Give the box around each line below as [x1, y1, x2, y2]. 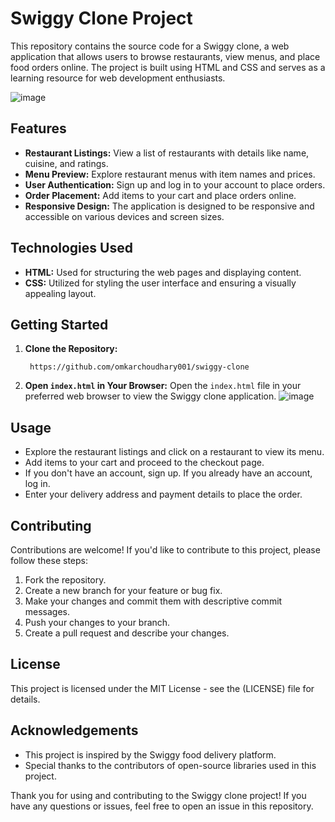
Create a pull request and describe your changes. [24, 627, 230, 639]
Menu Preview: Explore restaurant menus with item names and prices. [24, 168, 316, 180]
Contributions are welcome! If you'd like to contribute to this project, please [10, 544, 321, 556]
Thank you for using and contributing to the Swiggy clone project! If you [10, 789, 307, 801]
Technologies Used [10, 240, 133, 257]
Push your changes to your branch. [24, 617, 171, 628]
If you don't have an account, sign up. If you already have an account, [24, 467, 313, 479]
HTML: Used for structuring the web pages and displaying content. [24, 266, 302, 278]
